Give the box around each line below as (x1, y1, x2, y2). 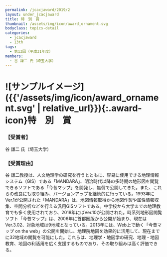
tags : (5, 44, 16, 49)
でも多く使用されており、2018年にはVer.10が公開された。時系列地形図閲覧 (9, 210, 163, 216)
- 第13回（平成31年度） (9, 49, 53, 54)
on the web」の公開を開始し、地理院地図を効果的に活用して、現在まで (14, 228, 161, 234)
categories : (5, 30, 30, 35)
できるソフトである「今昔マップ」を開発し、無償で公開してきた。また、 (5, 185, 154, 191)
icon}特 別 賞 (5, 115, 71, 126)
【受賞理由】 (5, 160, 36, 167)
